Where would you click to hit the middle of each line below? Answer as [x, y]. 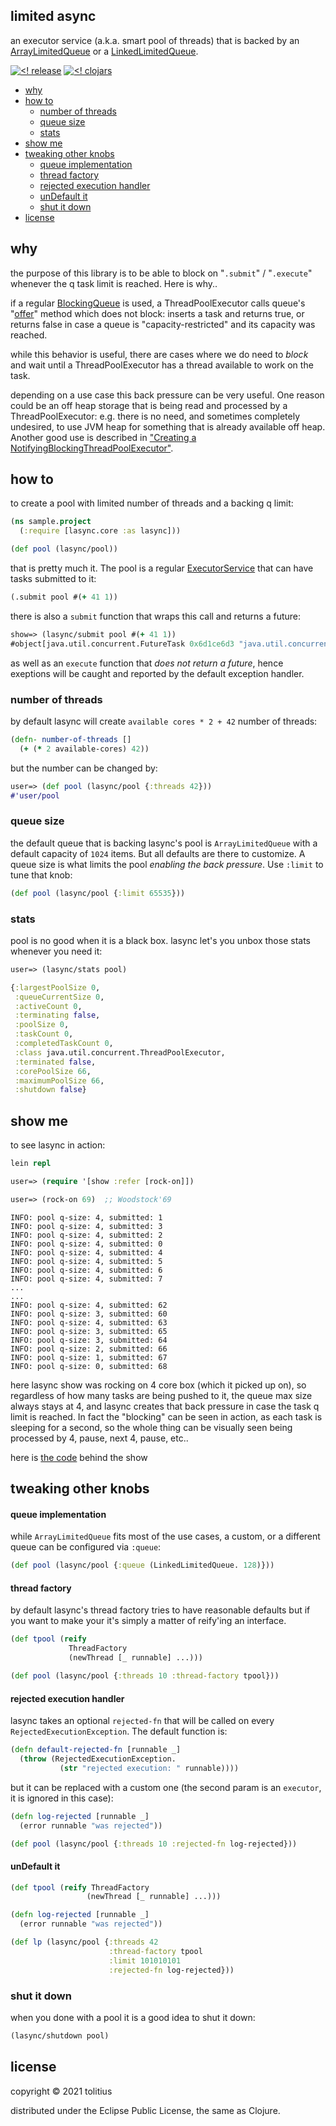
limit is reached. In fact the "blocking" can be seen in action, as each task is [166, 1416]
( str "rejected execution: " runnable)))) [149, 1768]
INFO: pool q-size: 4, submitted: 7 [86, 1279]
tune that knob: [41, 875]
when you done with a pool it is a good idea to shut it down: [133, 2017]
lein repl [31, 1164]
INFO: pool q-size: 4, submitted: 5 [86, 1261]
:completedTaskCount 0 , [64, 1044]
